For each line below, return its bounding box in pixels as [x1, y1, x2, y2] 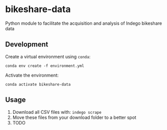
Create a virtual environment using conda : [5, 53, 91, 59]
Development [5, 40, 49, 49]
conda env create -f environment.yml [5, 63, 85, 69]
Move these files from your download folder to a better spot [12, 114, 137, 120]
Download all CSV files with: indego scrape [12, 109, 102, 115]
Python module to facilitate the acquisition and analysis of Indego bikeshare [5, 20, 162, 26]
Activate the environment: [5, 72, 59, 78]
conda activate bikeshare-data [5, 82, 71, 87]
